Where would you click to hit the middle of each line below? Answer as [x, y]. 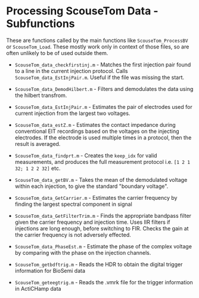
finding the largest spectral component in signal [73, 204]
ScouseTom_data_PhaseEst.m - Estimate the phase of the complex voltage [103, 246]
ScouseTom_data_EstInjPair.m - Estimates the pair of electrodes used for [103, 107]
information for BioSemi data [50, 270]
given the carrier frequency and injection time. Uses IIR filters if [93, 222]
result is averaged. [38, 144]
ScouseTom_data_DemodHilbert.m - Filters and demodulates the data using [104, 89]
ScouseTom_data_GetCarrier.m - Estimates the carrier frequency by [96, 197]
